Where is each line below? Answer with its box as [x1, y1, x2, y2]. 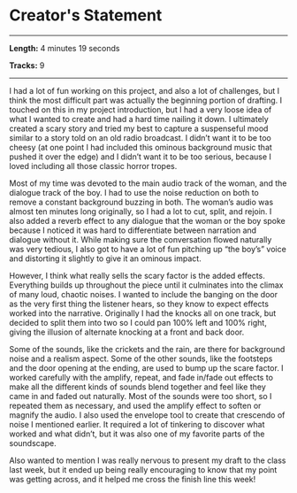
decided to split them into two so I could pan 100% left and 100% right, [9, 317, 267, 327]
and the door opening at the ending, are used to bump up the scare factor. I [9, 362, 285, 373]
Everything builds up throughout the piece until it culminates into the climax [9, 280, 284, 290]
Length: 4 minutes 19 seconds [9, 42, 120, 53]
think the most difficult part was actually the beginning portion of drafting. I [9, 95, 283, 105]
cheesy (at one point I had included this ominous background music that [9, 142, 272, 152]
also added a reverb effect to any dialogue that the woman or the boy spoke [9, 215, 286, 226]
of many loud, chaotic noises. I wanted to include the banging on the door [9, 289, 278, 299]
